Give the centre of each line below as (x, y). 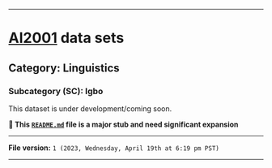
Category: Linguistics (64, 68)
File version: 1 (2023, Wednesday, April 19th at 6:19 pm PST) (114, 148)
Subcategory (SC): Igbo (56, 91)
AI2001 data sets (66, 38)
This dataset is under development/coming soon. (90, 108)
